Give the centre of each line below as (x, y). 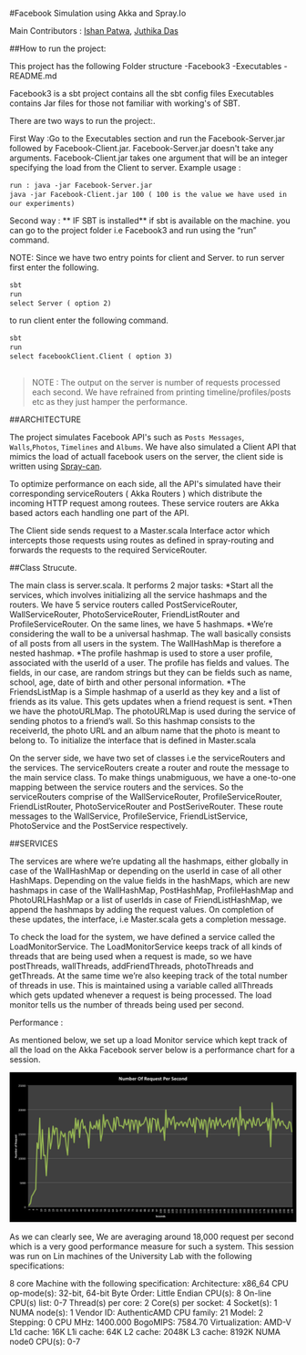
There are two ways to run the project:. (82, 121)
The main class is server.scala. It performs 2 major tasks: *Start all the (142, 585)
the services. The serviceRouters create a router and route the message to (149, 768)
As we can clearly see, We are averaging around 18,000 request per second (152, 1236)
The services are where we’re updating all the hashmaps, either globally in (149, 861)
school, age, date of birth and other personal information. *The (127, 682)
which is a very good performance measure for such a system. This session (152, 1246)
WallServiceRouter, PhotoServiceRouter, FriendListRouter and (125, 614)
